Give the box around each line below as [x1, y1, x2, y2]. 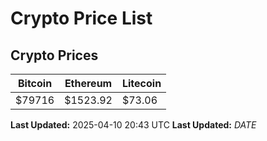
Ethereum [64, 77, 113, 90]
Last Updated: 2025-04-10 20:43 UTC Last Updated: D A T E [10, 119, 257, 131]
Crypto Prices [10, 47, 99, 64]
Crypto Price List [10, 7, 153, 30]
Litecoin [121, 77, 162, 90]
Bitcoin [17, 77, 53, 90]
